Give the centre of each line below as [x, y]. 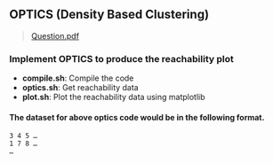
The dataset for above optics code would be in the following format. [137, 117]
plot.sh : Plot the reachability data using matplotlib [114, 97]
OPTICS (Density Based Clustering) [109, 15]
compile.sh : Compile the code [78, 78]
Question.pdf [55, 35]
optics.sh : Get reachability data [80, 88]
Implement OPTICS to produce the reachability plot [121, 58]
